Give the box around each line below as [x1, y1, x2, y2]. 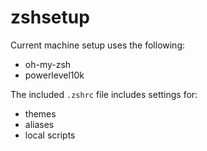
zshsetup [10, 6, 90, 29]
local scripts [24, 129, 76, 141]
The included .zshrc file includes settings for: [10, 88, 198, 100]
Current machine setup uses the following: [10, 39, 186, 51]
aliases [24, 118, 55, 130]
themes [24, 107, 57, 120]
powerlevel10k [24, 69, 85, 81]
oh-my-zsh [24, 58, 72, 70]
